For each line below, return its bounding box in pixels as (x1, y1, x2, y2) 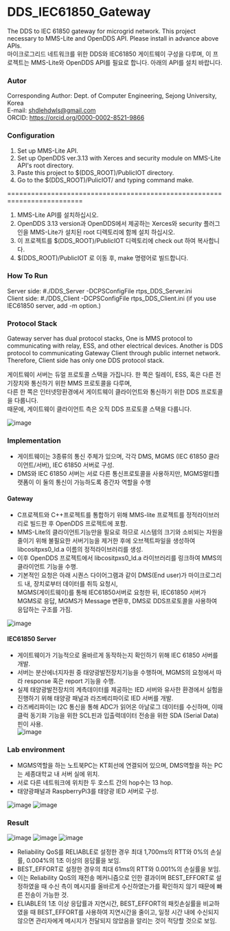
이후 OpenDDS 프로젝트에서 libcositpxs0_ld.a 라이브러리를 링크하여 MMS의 (16, 554, 222, 562)
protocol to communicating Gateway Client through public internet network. (7, 349, 221, 357)
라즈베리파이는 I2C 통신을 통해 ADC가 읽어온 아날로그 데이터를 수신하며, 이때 (16, 702, 223, 711)
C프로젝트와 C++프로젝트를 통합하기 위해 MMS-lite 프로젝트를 (16, 510, 185, 519)
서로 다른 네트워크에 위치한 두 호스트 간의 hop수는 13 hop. (16, 779, 173, 787)
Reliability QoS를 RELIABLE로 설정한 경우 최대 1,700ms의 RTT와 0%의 (16, 848, 209, 856)
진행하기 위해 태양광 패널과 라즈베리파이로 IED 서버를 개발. (16, 693, 174, 702)
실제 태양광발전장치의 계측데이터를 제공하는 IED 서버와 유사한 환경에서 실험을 (16, 685, 223, 693)
